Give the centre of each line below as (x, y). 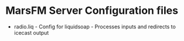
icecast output (31, 32)
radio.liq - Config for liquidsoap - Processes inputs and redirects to (95, 27)
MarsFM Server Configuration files (92, 11)
